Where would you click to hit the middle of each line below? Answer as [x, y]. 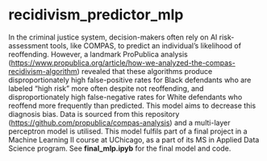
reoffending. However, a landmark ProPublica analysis [98, 54]
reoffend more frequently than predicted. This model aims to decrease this [132, 105]
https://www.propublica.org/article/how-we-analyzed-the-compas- [123, 63]
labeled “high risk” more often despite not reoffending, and [106, 88]
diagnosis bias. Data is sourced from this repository [94, 114]
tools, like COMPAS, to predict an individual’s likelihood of [146, 45]
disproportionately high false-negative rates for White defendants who [125, 97]
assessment [28, 45]
